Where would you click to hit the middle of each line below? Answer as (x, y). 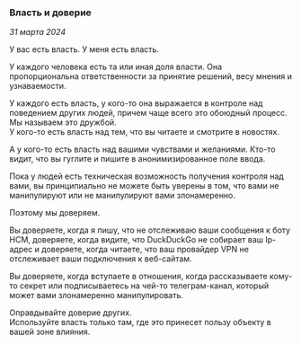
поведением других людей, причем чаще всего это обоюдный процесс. (148, 113)
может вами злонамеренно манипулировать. (97, 295)
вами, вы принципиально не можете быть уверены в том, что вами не (144, 186)
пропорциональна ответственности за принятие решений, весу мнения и (150, 76)
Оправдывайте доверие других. (71, 313)
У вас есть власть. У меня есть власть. (84, 49)
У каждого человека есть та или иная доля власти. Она (116, 67)
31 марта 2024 (38, 32)
